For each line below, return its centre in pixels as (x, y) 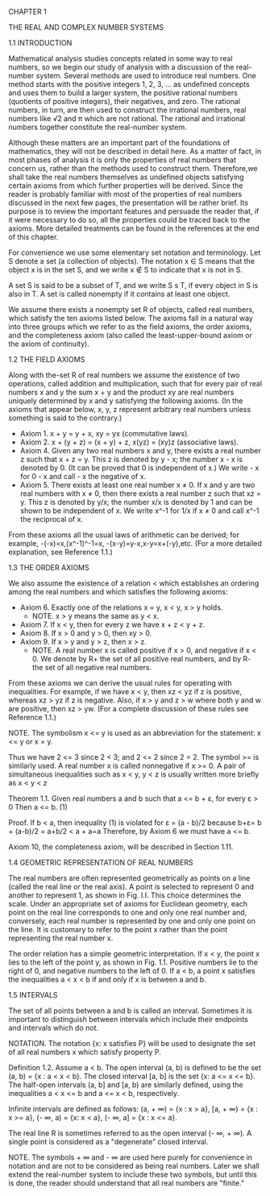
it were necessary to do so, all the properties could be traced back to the (129, 220)
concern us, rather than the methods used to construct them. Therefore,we (133, 168)
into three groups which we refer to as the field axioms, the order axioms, (130, 327)
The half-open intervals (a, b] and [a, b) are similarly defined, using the (126, 1085)
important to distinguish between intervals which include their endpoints (128, 1019)
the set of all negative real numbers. (92, 667)
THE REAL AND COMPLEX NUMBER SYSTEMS (86, 27)
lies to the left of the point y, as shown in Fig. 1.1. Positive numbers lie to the (133, 962)
